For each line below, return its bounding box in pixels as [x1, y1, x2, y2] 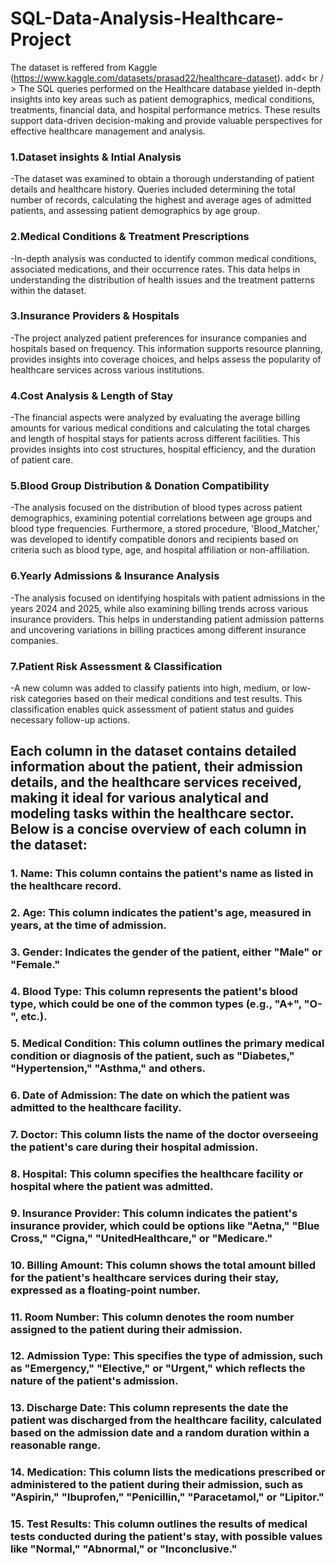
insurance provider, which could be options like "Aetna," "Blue [10, 1218, 320, 1232]
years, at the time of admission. [10, 918, 167, 932]
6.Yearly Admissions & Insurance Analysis [10, 569, 220, 583]
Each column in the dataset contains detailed [10, 743, 297, 760]
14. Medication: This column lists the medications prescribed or [10, 1465, 326, 1479]
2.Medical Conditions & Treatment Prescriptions [10, 230, 250, 244]
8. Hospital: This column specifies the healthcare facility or [10, 1167, 304, 1181]
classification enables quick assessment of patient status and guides [10, 703, 295, 716]
